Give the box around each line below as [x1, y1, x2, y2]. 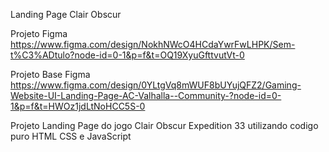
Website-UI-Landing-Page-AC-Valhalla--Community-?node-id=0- [10, 90, 282, 101]
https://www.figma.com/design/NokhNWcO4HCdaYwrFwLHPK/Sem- [10, 39, 296, 50]
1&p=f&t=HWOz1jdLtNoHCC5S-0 [10, 100, 146, 112]
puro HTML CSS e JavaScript [10, 130, 132, 142]
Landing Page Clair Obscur [10, 9, 122, 20]
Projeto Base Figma [10, 69, 91, 80]
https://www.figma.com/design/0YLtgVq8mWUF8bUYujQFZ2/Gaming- [10, 79, 302, 91]
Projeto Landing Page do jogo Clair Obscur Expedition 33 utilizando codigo [10, 120, 319, 131]
